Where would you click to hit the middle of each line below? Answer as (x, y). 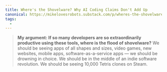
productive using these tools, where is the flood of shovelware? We (88, 43)
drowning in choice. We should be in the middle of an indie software (87, 59)
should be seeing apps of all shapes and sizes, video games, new (84, 48)
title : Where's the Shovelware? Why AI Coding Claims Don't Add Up (77, 10)
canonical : (16, 14)
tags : (11, 19)
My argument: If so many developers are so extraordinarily (79, 38)
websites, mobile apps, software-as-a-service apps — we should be (87, 54)
